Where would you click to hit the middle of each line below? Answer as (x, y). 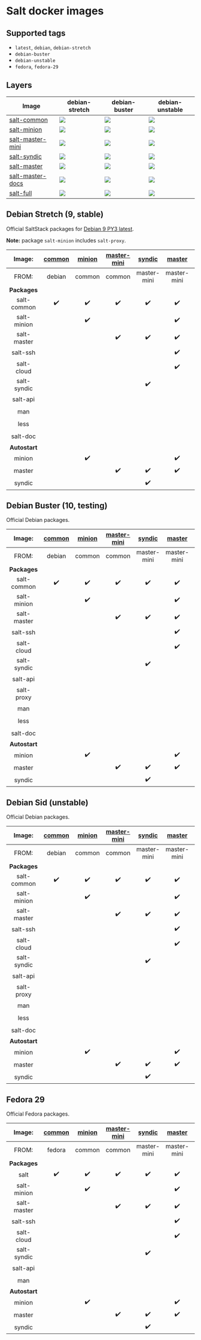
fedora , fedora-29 (36, 66)
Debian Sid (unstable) (47, 802)
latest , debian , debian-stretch (53, 47)
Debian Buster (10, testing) (57, 506)
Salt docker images (55, 11)
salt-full (21, 193)
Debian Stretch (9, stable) (55, 215)
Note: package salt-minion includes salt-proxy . (66, 240)
